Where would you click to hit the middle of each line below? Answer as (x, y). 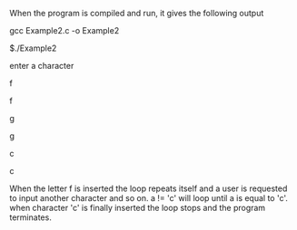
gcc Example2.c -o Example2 (64, 30)
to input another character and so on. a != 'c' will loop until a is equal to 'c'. (149, 198)
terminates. (30, 217)
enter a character (42, 66)
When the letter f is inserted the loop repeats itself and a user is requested (148, 188)
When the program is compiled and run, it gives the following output (137, 13)
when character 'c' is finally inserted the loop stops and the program (138, 208)
